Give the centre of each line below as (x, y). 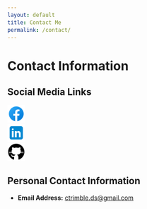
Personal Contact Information (74, 181)
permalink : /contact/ (39, 30)
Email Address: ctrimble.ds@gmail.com (76, 198)
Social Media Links (49, 92)
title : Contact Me (34, 22)
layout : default (31, 15)
